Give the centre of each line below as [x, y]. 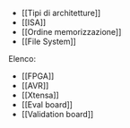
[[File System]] [49, 41]
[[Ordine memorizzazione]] [71, 32]
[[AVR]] [35, 85]
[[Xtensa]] [40, 95]
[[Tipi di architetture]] [61, 13]
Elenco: [22, 59]
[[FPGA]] [38, 76]
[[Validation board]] [57, 114]
